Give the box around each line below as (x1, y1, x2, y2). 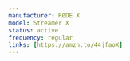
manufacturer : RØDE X (8, 11, 81, 20)
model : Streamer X (8, 19, 69, 27)
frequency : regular (8, 33, 73, 42)
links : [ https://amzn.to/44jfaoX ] (8, 41, 124, 49)
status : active (8, 26, 59, 34)
